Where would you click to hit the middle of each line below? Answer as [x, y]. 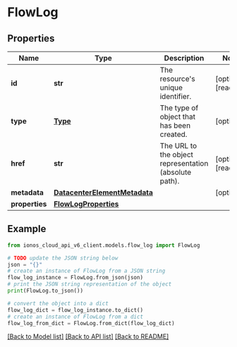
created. [174, 134]
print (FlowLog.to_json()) [45, 291]
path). [170, 181]
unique [171, 87]
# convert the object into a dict [58, 303]
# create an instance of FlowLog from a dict [75, 317]
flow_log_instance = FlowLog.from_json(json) [75, 278]
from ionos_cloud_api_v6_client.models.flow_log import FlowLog [104, 245]
